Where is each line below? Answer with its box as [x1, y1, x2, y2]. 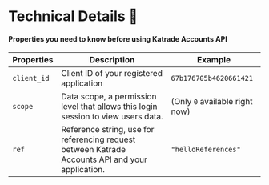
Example [197, 54, 231, 66]
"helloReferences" [171, 145, 242, 155]
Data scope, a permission [61, 91, 157, 103]
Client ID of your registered [61, 68, 163, 79]
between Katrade [61, 144, 126, 155]
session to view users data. [61, 111, 163, 123]
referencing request [61, 134, 136, 145]
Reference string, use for [61, 124, 155, 135]
